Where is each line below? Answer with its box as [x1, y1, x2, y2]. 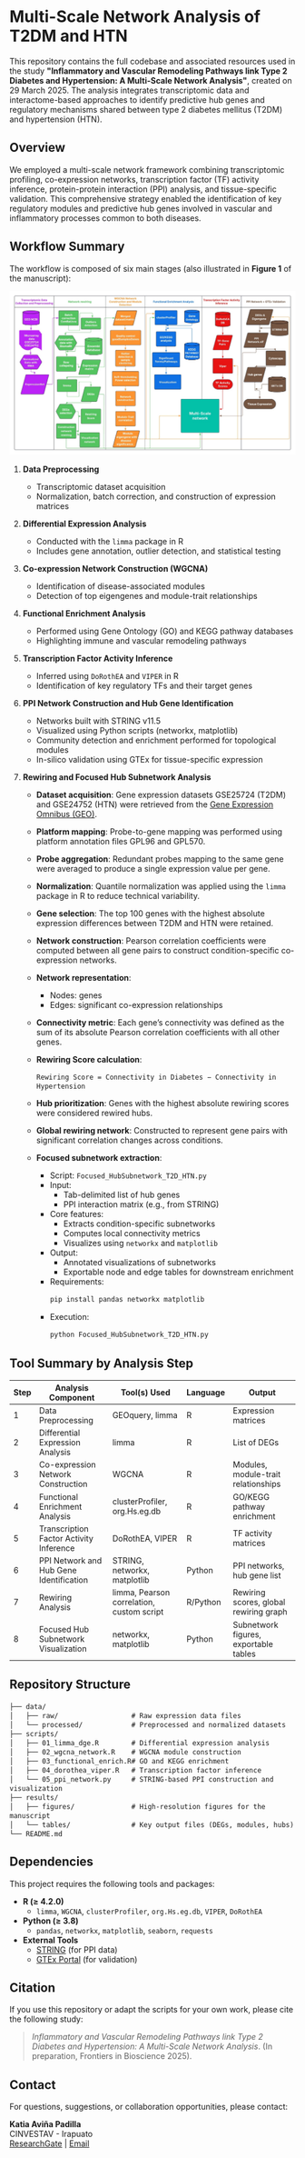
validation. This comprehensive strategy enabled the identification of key [9, 193, 282, 204]
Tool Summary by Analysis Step [9, 1355, 193, 1371]
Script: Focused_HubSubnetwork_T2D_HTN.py [49, 1170, 207, 1181]
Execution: [49, 1312, 90, 1323]
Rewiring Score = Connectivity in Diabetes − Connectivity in [35, 1073, 277, 1083]
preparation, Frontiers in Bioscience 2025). [31, 2051, 192, 2062]
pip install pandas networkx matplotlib [49, 1295, 205, 1304]
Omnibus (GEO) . [35, 809, 98, 820]
